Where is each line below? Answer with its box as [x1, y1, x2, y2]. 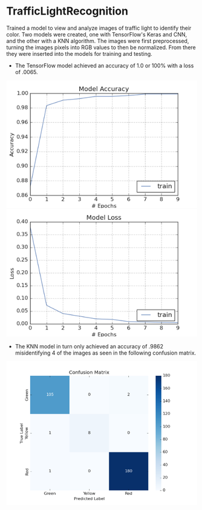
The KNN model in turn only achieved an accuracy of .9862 [15, 342, 164, 350]
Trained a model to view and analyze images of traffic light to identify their [6, 24, 192, 32]
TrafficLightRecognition [6, 4, 129, 18]
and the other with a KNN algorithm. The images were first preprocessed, [6, 37, 189, 44]
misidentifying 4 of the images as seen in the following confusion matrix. [15, 349, 197, 356]
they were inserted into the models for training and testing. [6, 50, 152, 57]
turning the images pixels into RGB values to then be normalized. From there [6, 44, 197, 51]
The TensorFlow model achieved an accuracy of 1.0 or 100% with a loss [15, 62, 194, 69]
